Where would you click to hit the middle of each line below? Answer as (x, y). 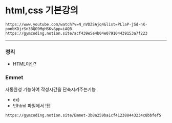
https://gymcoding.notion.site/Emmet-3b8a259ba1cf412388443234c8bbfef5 (83, 115)
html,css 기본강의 (42, 10)
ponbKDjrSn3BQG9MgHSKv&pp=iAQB (39, 29)
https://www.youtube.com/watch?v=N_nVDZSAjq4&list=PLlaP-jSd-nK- (76, 24)
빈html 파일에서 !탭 (32, 106)
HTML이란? (25, 64)
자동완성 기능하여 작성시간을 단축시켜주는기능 (51, 89)
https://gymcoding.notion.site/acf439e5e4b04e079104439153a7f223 (76, 33)
